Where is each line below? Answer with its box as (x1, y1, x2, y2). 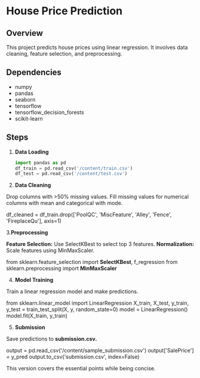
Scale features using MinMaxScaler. (6, 247, 95, 254)
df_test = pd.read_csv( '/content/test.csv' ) (14, 171, 128, 177)
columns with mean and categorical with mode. (6, 199, 123, 207)
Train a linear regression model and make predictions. (6, 288, 139, 295)
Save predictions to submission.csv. (6, 336, 97, 343)
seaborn (14, 96, 36, 103)
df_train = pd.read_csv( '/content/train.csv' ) (14, 165, 133, 171)
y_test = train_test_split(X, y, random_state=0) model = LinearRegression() (6, 306, 188, 313)
